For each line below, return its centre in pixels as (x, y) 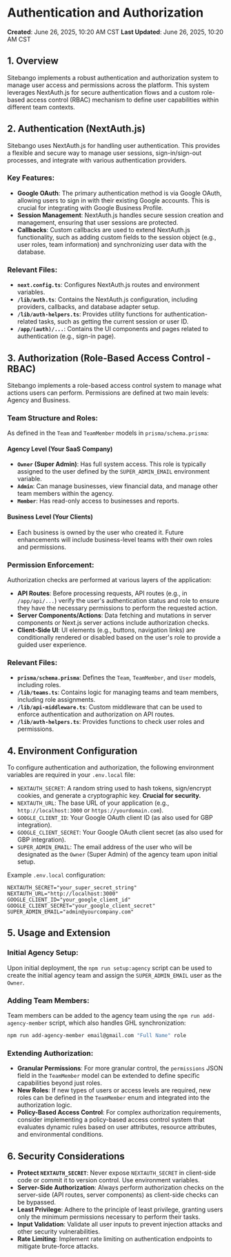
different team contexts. (41, 107)
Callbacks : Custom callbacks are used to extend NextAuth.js (104, 230)
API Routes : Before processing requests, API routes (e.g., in (102, 593)
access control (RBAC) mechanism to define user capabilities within (123, 100)
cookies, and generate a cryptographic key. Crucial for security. (109, 796)
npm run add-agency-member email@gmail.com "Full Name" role (97, 1036)
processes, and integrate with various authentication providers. (97, 160)
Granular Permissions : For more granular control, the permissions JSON (120, 1068)
